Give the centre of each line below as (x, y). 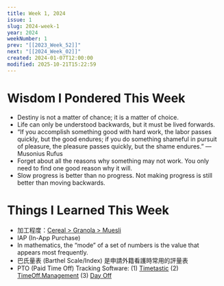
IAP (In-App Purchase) (49, 237)
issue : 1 (20, 20)
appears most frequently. (53, 252)
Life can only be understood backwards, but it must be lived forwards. (116, 125)
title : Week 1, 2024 (37, 13)
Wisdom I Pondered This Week (96, 98)
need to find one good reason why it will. (74, 168)
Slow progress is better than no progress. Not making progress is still (114, 175)
